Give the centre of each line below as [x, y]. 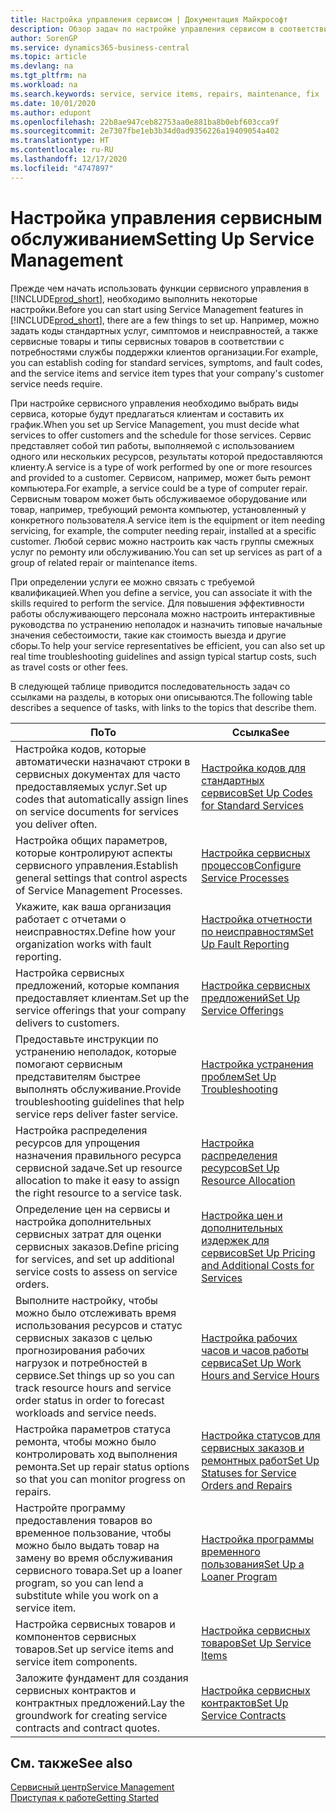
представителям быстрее [78, 1076]
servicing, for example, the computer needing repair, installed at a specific [163, 530]
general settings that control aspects [101, 878]
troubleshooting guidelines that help [100, 1101]
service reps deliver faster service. [97, 1114]
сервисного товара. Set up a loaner [99, 1570]
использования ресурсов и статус [99, 1325]
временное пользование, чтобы [93, 1533]
